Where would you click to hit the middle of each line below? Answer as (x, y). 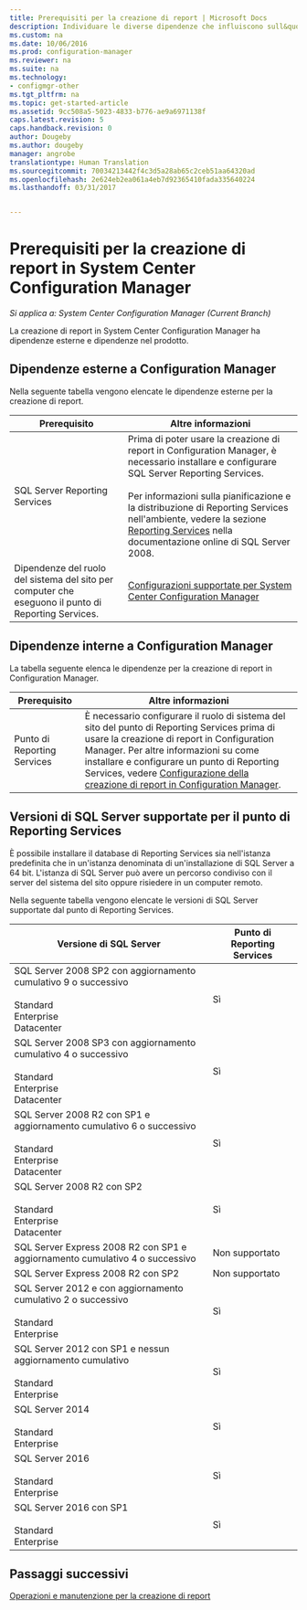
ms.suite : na (34, 69)
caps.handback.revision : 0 (61, 129)
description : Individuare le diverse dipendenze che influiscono (136, 26)
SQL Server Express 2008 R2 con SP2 (97, 1273)
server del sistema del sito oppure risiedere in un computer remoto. (136, 882)
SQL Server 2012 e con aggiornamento (99, 1287)
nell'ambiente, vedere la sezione (197, 519)
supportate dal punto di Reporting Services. (91, 909)
